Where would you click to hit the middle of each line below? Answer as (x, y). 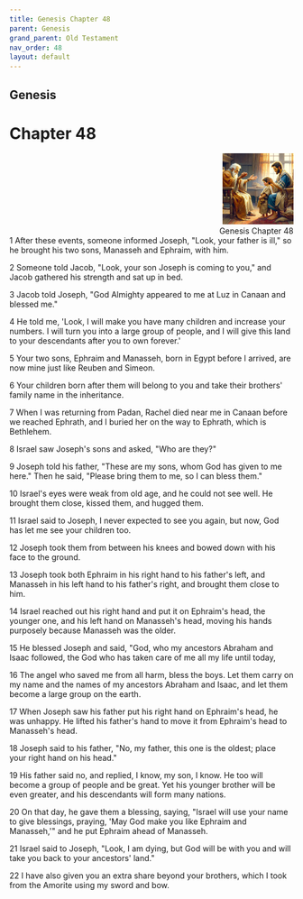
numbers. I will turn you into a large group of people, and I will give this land (150, 331)
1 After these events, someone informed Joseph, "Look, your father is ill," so (151, 241)
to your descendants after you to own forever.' (95, 341)
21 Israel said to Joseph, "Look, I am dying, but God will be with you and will (150, 849)
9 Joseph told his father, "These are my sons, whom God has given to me (146, 467)
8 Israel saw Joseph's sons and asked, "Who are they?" (113, 449)
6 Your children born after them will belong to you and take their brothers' (146, 385)
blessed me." (34, 304)
